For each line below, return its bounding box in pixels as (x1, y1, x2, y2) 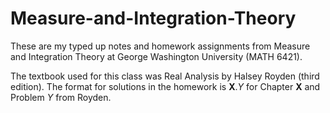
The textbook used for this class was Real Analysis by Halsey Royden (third (10, 70, 320, 82)
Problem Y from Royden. (10, 91, 112, 103)
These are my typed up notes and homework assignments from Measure (10, 40, 311, 52)
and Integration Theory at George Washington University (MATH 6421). (10, 50, 303, 62)
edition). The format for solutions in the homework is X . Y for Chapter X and (10, 80, 321, 92)
